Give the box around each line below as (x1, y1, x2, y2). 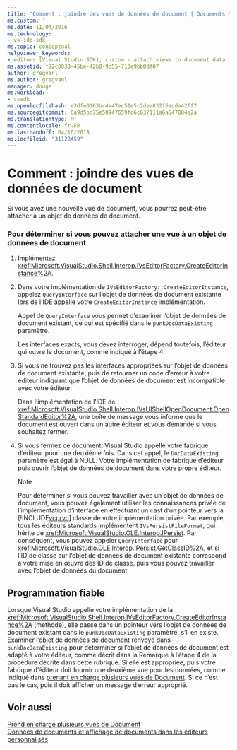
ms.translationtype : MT (7, 115, 78, 122)
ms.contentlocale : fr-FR (7, 122, 80, 129)
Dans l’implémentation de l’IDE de (17, 397, 116, 406)
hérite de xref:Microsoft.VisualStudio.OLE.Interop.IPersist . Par (17, 529, 197, 537)
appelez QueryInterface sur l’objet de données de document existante (17, 291, 221, 299)
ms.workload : (7, 89, 46, 96)
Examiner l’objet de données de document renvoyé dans (7, 635, 171, 644)
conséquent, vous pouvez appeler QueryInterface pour (17, 537, 178, 545)
